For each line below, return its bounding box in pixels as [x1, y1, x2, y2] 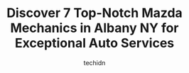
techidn [83, 58, 106, 67]
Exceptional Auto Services [14, 35, 175, 51]
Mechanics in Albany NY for [10, 20, 179, 36]
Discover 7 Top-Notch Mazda [6, 5, 183, 21]
